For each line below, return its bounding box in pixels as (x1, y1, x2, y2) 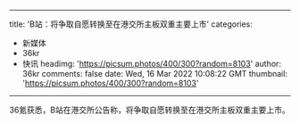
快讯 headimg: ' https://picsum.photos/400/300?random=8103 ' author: (21, 59, 281, 69)
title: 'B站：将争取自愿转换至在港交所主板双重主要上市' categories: (9, 19, 253, 29)
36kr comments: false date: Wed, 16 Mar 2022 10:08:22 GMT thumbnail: (21, 69, 288, 78)
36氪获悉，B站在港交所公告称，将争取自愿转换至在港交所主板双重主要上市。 (9, 104, 290, 115)
